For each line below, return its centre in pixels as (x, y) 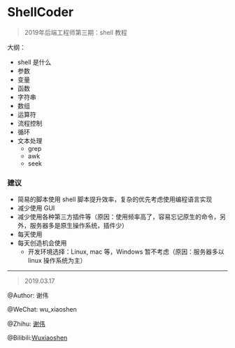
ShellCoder (41, 12)
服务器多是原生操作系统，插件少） (79, 226)
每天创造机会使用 (42, 243)
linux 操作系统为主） (57, 261)
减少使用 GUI (36, 208)
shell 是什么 (34, 62)
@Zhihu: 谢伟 (26, 324)
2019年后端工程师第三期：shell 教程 (76, 32)
